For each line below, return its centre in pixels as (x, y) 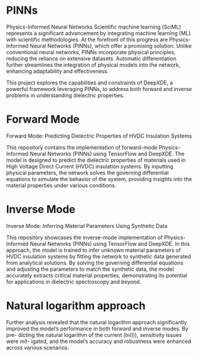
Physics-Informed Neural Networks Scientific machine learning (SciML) (94, 27)
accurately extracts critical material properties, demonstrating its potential (97, 275)
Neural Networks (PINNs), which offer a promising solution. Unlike (111, 46)
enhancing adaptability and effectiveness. (57, 71)
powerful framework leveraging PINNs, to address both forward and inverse (99, 89)
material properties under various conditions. (62, 185)
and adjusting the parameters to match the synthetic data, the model (90, 269)
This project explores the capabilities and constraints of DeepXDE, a (90, 82)
